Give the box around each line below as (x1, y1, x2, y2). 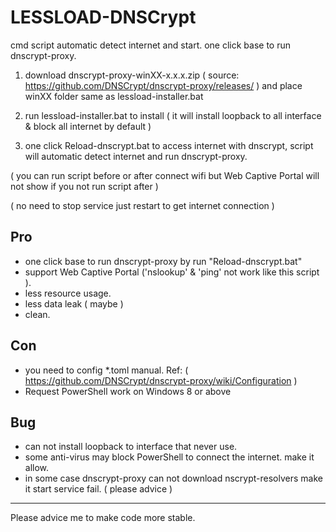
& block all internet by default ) (24, 120, 152, 132)
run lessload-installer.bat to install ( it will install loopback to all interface (24, 109, 322, 121)
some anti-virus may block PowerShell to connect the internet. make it (24, 451, 315, 463)
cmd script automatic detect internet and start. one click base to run (10, 39, 292, 51)
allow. (24, 462, 50, 474)
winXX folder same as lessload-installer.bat (24, 90, 204, 102)
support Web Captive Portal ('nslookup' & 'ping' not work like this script (24, 266, 320, 278)
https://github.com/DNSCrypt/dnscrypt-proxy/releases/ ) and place (24, 79, 303, 91)
